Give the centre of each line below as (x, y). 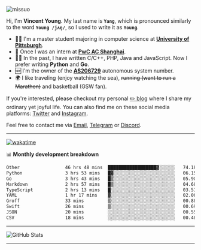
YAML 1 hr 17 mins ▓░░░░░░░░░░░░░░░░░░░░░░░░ (91, 195)
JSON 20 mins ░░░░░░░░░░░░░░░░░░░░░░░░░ (91, 212)
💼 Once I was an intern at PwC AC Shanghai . (70, 52)
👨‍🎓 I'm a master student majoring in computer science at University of (102, 39)
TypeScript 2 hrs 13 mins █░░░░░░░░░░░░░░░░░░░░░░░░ (91, 190)
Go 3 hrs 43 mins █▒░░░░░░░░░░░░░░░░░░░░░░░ (91, 179)
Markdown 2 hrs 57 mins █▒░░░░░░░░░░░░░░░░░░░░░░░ (91, 184)
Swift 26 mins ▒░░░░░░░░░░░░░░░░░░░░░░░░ (91, 207)
